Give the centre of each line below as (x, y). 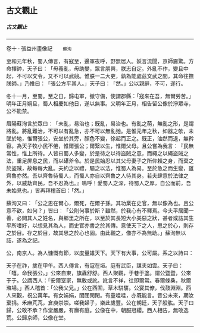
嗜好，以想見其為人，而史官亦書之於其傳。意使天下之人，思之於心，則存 (105, 225)
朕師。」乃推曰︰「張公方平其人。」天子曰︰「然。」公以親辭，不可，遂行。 (96, 84)
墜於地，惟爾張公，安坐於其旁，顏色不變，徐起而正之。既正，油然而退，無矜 (100, 139)
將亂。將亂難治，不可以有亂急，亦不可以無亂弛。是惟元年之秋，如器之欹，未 (100, 131)
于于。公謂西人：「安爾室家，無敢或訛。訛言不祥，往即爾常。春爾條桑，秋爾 (99, 281)
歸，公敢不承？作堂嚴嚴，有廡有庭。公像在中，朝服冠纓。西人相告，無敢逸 (97, 310)
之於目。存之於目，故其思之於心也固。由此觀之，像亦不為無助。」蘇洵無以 (96, 233)
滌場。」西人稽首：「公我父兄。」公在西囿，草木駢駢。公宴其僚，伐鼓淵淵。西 (99, 288)
